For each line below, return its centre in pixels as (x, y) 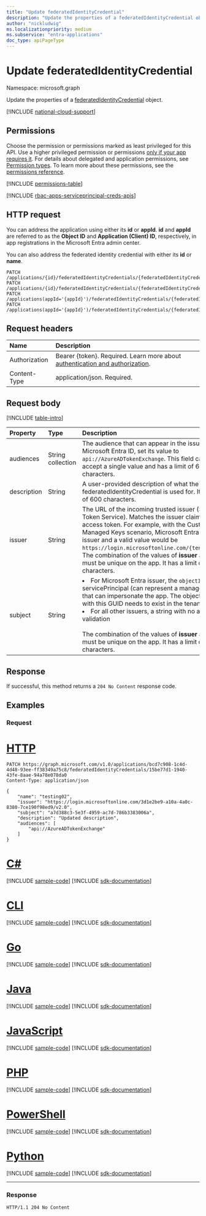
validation (96, 619)
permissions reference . (36, 172)
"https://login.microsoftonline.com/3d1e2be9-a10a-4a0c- (119, 802)
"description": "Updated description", (68, 818)
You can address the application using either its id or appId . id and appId (99, 229)
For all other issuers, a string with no (143, 611)
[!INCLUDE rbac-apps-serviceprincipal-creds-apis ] (71, 195)
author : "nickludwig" (34, 23)
